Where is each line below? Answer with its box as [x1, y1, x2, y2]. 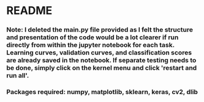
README [6, 4, 53, 18]
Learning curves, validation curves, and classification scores [6, 48, 192, 57]
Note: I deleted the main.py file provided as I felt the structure [6, 26, 193, 34]
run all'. [6, 71, 29, 80]
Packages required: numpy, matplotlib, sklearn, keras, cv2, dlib [6, 88, 198, 97]
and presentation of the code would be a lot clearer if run [6, 33, 179, 42]
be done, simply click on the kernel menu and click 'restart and [6, 64, 197, 72]
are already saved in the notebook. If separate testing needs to [6, 56, 197, 65]
